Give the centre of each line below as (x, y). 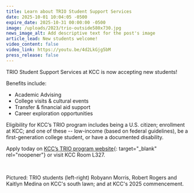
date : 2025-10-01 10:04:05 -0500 (47, 17)
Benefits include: (26, 83)
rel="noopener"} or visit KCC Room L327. (56, 155)
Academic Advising (38, 94)
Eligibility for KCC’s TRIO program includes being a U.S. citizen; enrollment (96, 124)
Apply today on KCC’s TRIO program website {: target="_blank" (82, 148)
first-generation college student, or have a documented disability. (85, 137)
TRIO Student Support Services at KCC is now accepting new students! (92, 72)
